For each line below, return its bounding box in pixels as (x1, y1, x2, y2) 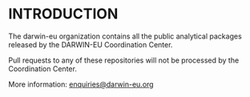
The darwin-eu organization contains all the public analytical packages (8, 31, 242, 41)
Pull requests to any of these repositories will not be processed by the (8, 55, 240, 65)
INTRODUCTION (8, 5, 119, 23)
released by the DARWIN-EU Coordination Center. (8, 39, 173, 49)
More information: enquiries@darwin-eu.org (8, 79, 154, 89)
